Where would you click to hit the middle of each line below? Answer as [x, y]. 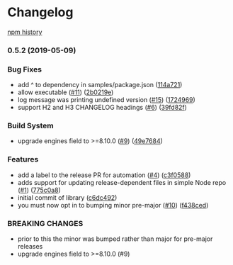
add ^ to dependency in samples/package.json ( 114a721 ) [100, 85]
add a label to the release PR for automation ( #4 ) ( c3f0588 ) [104, 175]
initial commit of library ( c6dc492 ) [67, 197]
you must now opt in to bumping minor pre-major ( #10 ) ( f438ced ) [113, 205]
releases [30, 247]
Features [23, 159]
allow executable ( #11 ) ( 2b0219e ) [66, 92]
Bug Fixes [25, 69]
